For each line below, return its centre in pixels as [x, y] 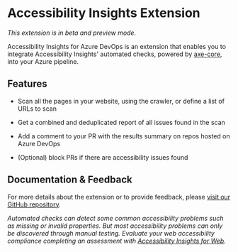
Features [27, 84]
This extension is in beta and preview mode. [72, 33]
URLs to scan [37, 109]
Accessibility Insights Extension [104, 13]
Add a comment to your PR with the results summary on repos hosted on [124, 136]
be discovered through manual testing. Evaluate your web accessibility [111, 233]
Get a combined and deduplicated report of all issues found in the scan [121, 122]
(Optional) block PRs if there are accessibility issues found [103, 157]
